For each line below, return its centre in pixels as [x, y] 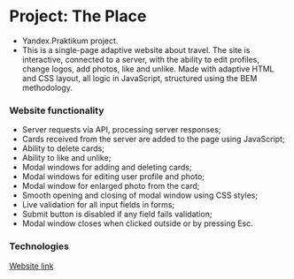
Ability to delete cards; [63, 148]
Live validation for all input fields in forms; [98, 205]
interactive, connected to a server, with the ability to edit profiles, [140, 59]
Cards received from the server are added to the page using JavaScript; [153, 139]
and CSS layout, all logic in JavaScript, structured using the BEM [139, 78]
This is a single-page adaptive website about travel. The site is [136, 49]
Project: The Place [78, 16]
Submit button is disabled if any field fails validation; [117, 215]
